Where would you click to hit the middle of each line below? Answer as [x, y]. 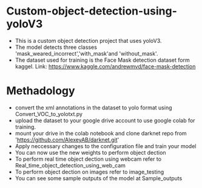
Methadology [41, 91]
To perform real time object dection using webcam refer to [88, 159]
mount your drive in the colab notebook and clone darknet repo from [101, 133]
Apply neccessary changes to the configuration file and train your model [106, 146]
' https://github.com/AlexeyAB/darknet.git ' [67, 140]
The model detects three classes [56, 47]
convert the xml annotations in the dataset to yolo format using [93, 108]
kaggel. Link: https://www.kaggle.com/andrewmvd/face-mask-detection [105, 66]
